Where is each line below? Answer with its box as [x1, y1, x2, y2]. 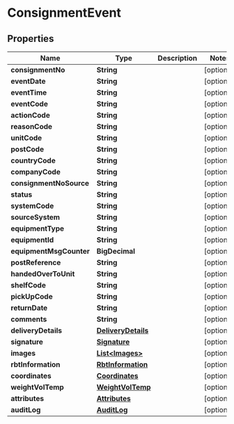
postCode [10, 144, 44, 154]
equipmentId [10, 235, 54, 245]
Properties [7, 33, 54, 45]
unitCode [10, 133, 42, 142]
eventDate [10, 77, 47, 86]
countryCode [10, 156, 56, 165]
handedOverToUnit [10, 269, 75, 278]
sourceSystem [10, 213, 61, 222]
